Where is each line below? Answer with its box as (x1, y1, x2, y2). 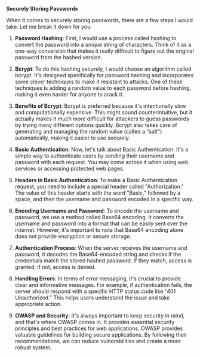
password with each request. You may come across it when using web (14, 159, 189, 165)
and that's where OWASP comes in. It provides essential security (14, 319, 175, 325)
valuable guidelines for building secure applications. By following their (14, 331, 187, 338)
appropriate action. (14, 301, 62, 307)
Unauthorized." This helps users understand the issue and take (14, 294, 170, 301)
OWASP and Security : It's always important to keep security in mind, (14, 312, 185, 319)
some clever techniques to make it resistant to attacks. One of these (14, 78, 183, 85)
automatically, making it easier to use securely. (14, 134, 130, 141)
